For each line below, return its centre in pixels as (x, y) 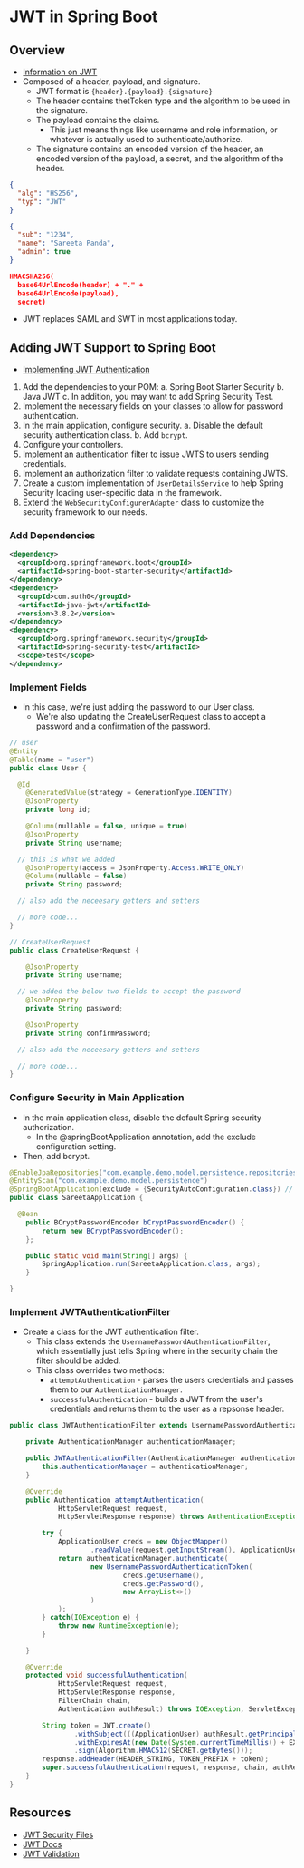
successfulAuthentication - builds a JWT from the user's (157, 1399)
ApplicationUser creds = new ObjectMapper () (143, 1542)
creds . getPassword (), (163, 1583)
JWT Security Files (58, 1834)
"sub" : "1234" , (46, 235)
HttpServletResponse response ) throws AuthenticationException (179, 1517)
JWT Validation (51, 1853)
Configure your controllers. (73, 445)
